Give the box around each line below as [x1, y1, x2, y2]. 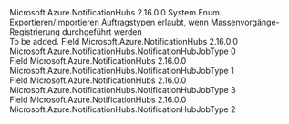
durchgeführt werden [62, 26, 143, 37]
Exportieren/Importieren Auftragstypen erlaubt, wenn [9, 16, 210, 27]
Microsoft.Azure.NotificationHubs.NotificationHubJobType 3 [9, 85, 236, 95]
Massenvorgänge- [211, 16, 280, 27]
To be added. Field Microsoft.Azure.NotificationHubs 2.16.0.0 [9, 36, 239, 46]
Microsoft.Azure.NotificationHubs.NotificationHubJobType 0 [9, 46, 237, 57]
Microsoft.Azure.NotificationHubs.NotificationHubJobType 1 [9, 66, 234, 76]
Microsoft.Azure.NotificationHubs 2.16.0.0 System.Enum [9, 7, 221, 17]
